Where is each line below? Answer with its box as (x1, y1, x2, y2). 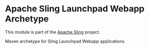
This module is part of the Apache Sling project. (5, 29, 101, 35)
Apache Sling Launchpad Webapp (5, 3, 145, 14)
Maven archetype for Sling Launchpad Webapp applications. (5, 38, 126, 44)
